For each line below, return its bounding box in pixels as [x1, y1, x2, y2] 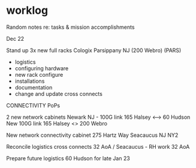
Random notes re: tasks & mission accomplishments [6, 23, 135, 31]
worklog [6, 4, 49, 17]
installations [14, 77, 45, 85]
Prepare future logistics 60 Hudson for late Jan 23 [6, 154, 130, 162]
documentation [14, 83, 53, 91]
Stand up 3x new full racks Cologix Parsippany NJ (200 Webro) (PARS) [6, 46, 182, 54]
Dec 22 [6, 35, 25, 42]
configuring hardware [14, 64, 69, 72]
